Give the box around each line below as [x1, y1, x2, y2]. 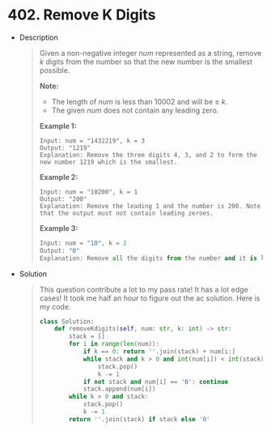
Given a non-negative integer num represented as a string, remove [39, 48, 262, 58]
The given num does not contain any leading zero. [51, 105, 219, 115]
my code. [39, 301, 71, 311]
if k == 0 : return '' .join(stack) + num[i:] [83, 348, 236, 356]
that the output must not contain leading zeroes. [39, 209, 214, 217]
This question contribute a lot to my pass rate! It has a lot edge [39, 284, 248, 294]
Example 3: [39, 223, 78, 233]
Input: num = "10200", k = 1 [39, 188, 138, 196]
